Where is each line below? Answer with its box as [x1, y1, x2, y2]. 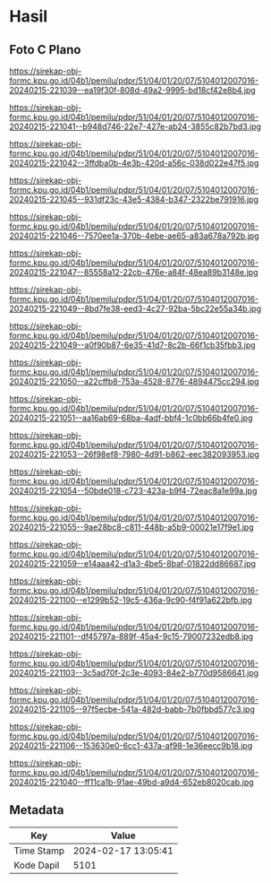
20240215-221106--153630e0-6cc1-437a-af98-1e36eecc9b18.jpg [9, 740, 253, 750]
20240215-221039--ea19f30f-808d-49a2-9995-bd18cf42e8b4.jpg [9, 85, 257, 95]
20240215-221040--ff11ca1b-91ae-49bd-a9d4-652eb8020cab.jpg [9, 777, 254, 787]
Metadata [9, 802, 64, 818]
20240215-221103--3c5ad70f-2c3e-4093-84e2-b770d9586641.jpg [9, 668, 259, 678]
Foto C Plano [9, 42, 81, 57]
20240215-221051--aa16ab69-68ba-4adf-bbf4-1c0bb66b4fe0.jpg [9, 412, 253, 423]
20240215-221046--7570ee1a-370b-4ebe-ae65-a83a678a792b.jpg [9, 230, 259, 241]
